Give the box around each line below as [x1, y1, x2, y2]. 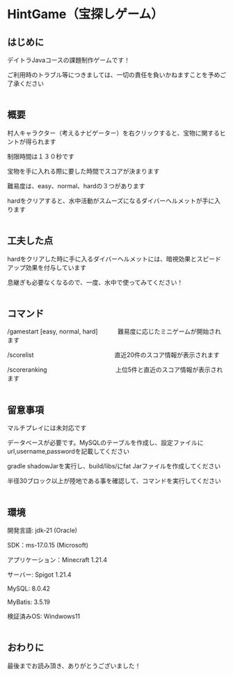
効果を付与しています [25, 263, 87, 272]
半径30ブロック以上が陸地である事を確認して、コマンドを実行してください [7, 477, 221, 485]
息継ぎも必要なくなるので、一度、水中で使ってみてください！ [7, 278, 184, 286]
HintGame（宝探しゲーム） [7, 6, 163, 22]
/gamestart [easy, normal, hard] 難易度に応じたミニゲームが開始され [7, 327, 221, 336]
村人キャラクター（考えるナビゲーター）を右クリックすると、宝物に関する [7, 129, 220, 137]
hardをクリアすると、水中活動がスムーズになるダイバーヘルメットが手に [7, 196, 215, 205]
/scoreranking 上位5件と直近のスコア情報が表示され [7, 365, 223, 374]
